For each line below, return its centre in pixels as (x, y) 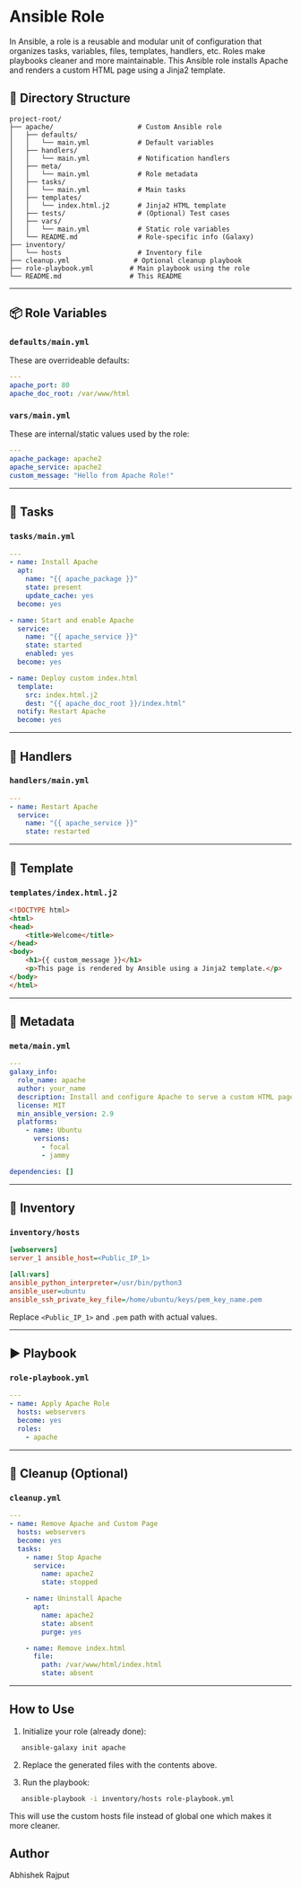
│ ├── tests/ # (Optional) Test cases (120, 213)
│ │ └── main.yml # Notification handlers (120, 158)
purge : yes (62, 1632)
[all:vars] (30, 1275)
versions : (51, 1139)
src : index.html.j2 (62, 695)
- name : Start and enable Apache (72, 620)
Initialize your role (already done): (84, 1731)
